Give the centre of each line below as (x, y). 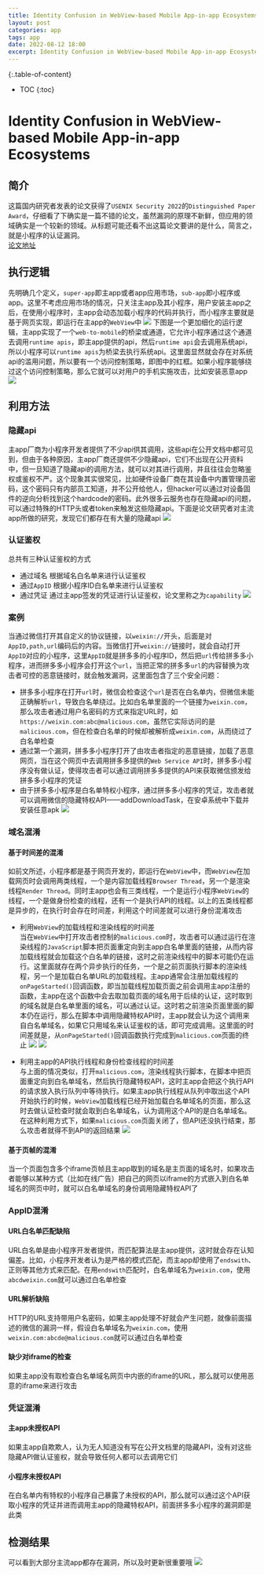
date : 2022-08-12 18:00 (47, 45)
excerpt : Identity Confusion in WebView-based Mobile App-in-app (117, 52)
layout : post (29, 23)
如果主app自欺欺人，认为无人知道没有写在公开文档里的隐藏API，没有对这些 (130, 1447)
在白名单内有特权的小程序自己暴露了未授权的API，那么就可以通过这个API (126, 1495)
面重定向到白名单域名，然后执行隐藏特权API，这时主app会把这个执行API (136, 1082)
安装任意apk (39, 810)
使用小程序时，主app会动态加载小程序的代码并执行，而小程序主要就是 (142, 312)
